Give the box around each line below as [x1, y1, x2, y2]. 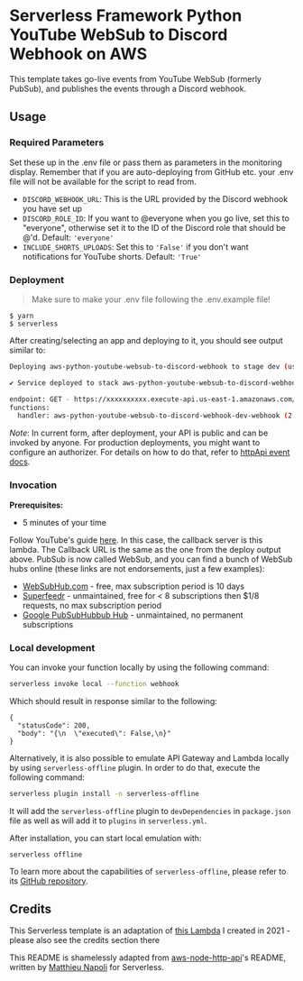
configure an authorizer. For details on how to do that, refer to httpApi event [9, 447, 290, 458]
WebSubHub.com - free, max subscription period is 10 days [22, 581, 245, 591]
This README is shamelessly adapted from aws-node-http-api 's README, [9, 952, 287, 963]
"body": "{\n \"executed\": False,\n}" [17, 729, 171, 738]
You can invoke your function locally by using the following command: [9, 662, 270, 673]
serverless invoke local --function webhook [9, 679, 179, 688]
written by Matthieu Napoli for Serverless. [9, 962, 165, 973]
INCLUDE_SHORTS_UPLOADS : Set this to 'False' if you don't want [22, 241, 250, 252]
